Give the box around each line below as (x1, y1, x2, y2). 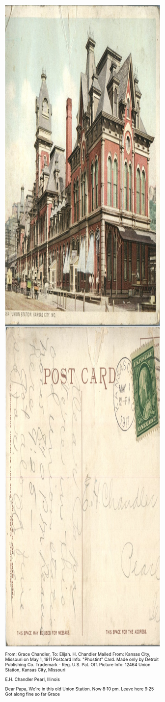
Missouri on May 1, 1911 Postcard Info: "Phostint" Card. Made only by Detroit (5, 656, 159, 662)
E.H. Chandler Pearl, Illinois (5, 676, 60, 682)
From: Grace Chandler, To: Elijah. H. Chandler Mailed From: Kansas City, (5, 651, 151, 657)
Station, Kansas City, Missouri (5, 667, 66, 673)
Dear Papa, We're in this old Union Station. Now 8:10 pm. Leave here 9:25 (5, 686, 154, 692)
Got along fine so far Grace (5, 691, 60, 697)
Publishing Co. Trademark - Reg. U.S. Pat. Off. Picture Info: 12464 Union (5, 662, 151, 667)
